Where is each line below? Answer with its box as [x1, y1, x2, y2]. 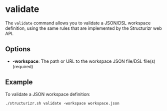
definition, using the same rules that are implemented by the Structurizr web [5, 25, 162, 31]
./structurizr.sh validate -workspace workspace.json [5, 101, 120, 106]
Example [5, 78, 33, 87]
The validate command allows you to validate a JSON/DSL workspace [5, 20, 151, 26]
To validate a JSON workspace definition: [5, 91, 91, 97]
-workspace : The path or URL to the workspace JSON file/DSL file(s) [12, 58, 156, 64]
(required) [12, 63, 33, 69]
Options [5, 45, 31, 53]
